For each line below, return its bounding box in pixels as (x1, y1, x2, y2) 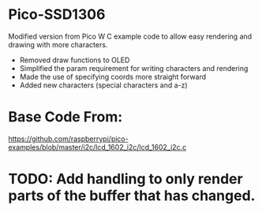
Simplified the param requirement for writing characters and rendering (19, 63, 249, 73)
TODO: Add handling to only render (8, 170, 243, 188)
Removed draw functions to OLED (19, 55, 130, 65)
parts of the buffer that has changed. (8, 187, 256, 205)
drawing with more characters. (8, 39, 108, 49)
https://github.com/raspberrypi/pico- (8, 134, 129, 143)
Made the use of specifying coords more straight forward (19, 72, 207, 81)
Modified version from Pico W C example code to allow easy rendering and (8, 32, 253, 41)
